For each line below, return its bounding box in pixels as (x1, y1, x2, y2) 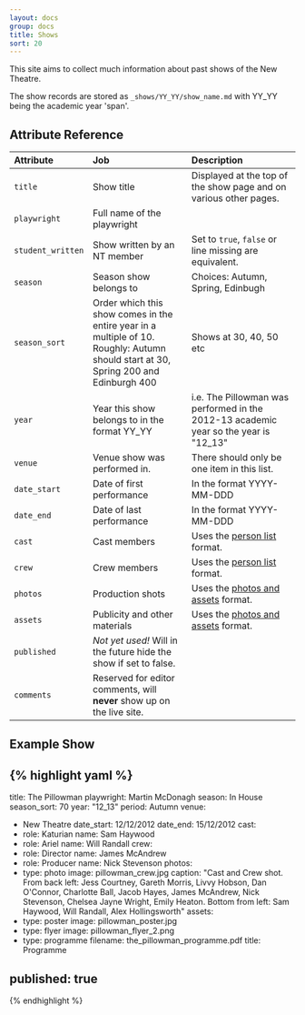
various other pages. (191, 192, 280, 205)
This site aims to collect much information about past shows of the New (9, 64, 278, 75)
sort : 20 (9, 38, 43, 48)
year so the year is (191, 425, 271, 437)
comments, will (92, 683, 157, 696)
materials (92, 619, 133, 632)
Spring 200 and (92, 365, 161, 377)
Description (191, 154, 243, 166)
